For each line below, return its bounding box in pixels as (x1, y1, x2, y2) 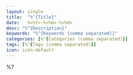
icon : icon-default (6, 47, 54, 53)
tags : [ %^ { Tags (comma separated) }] (6, 42, 96, 48)
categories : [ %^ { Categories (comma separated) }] (6, 36, 128, 42)
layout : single (6, 8, 44, 15)
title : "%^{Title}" (6, 14, 57, 20)
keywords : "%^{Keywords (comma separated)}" (6, 31, 118, 37)
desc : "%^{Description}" (6, 25, 67, 31)
